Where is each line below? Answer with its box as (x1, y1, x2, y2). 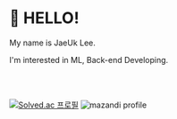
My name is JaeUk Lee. (9, 37, 97, 48)
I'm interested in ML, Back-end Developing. (9, 54, 169, 65)
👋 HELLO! (9, 8, 80, 28)
